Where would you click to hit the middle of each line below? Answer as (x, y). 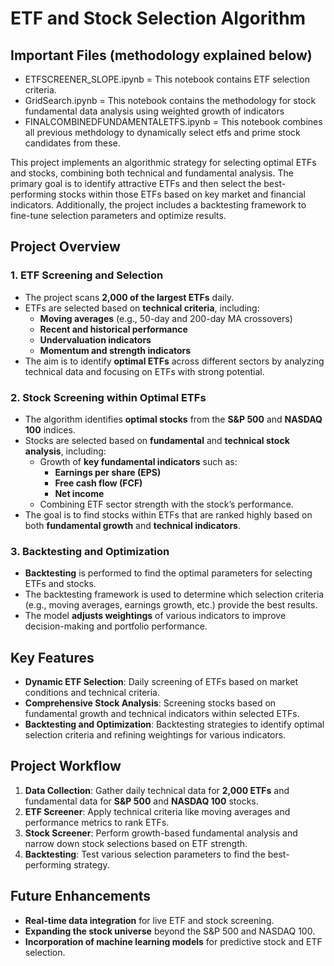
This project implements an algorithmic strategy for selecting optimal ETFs (163, 162)
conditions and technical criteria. (92, 693)
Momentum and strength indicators (115, 350)
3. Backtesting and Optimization (90, 551)
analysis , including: (65, 451)
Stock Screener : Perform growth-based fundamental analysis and (161, 833)
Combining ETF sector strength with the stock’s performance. (166, 504)
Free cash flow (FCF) (98, 483)
